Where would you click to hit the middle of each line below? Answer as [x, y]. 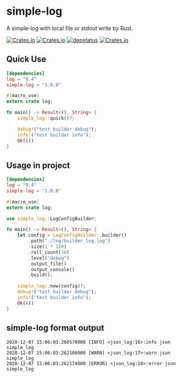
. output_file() [48, 264]
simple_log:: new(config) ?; [52, 286]
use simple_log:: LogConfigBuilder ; [52, 218]
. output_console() [52, 269]
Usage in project [38, 165]
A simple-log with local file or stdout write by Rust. [70, 28]
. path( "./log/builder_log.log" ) [70, 241]
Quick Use [27, 59]
